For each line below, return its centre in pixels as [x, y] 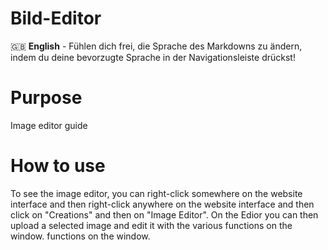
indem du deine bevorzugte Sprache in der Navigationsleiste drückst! [153, 57]
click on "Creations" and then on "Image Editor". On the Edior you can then [164, 214]
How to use [58, 166]
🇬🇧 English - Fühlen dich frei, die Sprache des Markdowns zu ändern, [156, 46]
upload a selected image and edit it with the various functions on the [151, 225]
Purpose [46, 98]
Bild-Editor [56, 18]
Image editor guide [49, 125]
